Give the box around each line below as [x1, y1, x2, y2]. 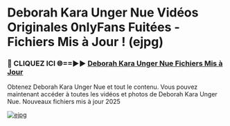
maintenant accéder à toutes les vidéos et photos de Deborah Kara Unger [7, 90, 218, 98]
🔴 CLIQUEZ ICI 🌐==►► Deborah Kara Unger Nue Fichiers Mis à [7, 59, 223, 68]
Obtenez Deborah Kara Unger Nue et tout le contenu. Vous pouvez [7, 83, 198, 91]
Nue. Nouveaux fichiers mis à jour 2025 [7, 98, 121, 106]
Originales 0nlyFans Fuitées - [7, 19, 180, 35]
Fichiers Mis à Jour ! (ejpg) [7, 34, 164, 50]
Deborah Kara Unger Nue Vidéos [7, 5, 199, 21]
